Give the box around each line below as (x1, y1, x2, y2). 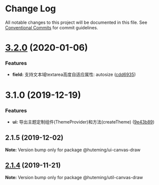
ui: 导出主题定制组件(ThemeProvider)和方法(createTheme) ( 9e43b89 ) (12, 119, 155, 124)
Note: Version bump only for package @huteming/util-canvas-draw (5, 174, 143, 180)
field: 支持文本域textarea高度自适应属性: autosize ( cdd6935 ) (12, 71, 136, 77)
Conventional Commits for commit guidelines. (5, 24, 98, 30)
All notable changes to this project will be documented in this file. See (5, 19, 148, 25)
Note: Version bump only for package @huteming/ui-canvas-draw (5, 147, 141, 153)
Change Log (5, 3, 56, 14)
